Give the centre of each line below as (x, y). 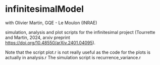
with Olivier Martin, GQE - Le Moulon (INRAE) (51, 23)
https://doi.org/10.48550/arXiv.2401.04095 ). (50, 42)
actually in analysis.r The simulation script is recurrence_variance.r (73, 57)
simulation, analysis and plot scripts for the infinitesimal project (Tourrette (80, 32)
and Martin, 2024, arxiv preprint (38, 37)
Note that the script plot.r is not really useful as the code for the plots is (78, 52)
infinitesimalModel (45, 9)
